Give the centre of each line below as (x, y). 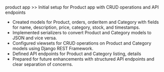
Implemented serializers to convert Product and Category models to (82, 33)
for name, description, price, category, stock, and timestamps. (76, 27)
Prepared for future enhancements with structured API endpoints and (83, 59)
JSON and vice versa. (35, 38)
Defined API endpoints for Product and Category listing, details (77, 54)
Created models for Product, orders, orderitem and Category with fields (85, 22)
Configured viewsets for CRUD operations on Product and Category (82, 43)
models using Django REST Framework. (53, 48)
